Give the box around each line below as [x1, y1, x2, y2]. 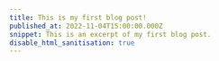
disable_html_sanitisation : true [9, 38, 135, 48]
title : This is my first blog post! [9, 13, 147, 22]
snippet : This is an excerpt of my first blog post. [9, 30, 212, 39]
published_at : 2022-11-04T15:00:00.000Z [9, 22, 164, 30]
